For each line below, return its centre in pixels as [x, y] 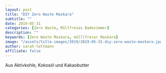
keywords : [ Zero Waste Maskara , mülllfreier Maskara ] [62, 37]
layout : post [19, 10]
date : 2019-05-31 [23, 23]
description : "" [22, 33]
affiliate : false [23, 51]
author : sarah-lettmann [30, 46]
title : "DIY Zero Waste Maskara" [40, 14]
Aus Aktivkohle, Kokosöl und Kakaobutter [47, 65]
